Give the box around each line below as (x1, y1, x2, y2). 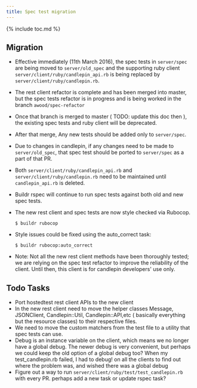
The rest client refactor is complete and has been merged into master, (14, 89, 187, 96)
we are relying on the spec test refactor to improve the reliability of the (14, 259, 189, 266)
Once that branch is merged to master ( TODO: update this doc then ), (14, 113, 187, 120)
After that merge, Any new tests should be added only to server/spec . (14, 131, 187, 138)
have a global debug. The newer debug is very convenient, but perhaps (14, 343, 191, 350)
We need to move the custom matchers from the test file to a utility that (14, 324, 190, 331)
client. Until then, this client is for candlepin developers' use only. (14, 266, 176, 273)
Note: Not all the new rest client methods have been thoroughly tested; (14, 253, 189, 260)
